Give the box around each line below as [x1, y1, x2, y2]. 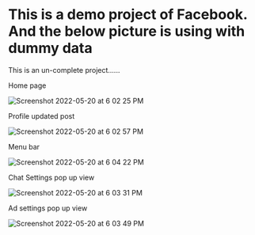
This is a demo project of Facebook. [8, 6, 248, 24]
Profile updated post [8, 111, 75, 120]
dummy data [8, 40, 93, 57]
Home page [8, 81, 47, 90]
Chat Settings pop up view [8, 172, 95, 182]
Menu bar [8, 142, 40, 151]
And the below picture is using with [8, 22, 245, 40]
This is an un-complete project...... [8, 65, 120, 74]
